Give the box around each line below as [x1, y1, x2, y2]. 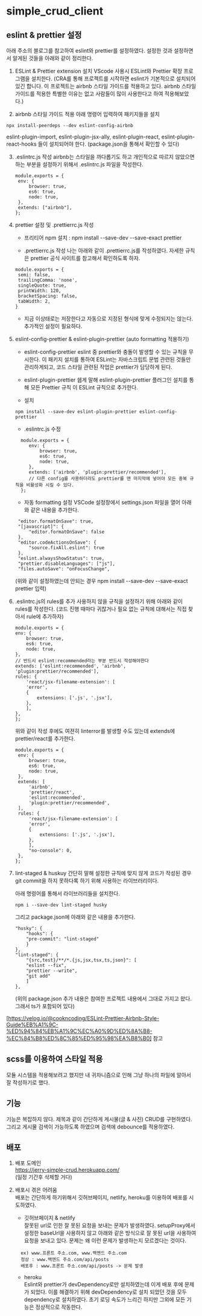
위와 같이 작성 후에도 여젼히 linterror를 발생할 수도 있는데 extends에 [14, 728, 175, 734]
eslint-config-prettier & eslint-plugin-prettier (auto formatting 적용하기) [14, 336, 189, 342]
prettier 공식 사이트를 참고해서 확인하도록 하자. [30, 255, 140, 261]
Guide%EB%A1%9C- [6, 1021, 58, 1028]
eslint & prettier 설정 [6, 30, 82, 40]
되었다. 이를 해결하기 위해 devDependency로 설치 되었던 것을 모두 [30, 1288, 187, 1295]
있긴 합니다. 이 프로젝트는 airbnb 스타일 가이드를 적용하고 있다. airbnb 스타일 [14, 83, 197, 90]
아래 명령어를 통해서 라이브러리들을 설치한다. [14, 890, 121, 897]
